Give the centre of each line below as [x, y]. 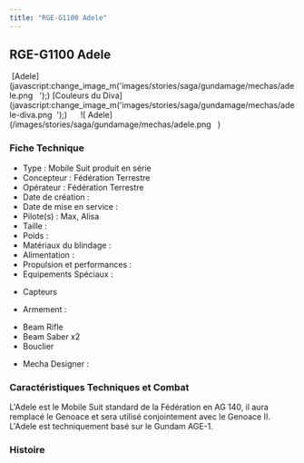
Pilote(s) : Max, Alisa [61, 216]
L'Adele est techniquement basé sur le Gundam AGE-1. [111, 427]
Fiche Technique [47, 148]
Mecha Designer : [55, 363]
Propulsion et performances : [77, 264]
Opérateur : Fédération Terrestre [83, 187]
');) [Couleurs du [70, 95]
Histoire [27, 449]
